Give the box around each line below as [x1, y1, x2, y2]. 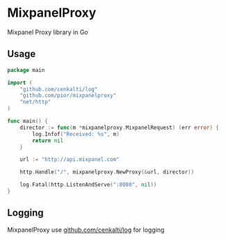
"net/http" [19, 99, 51, 106]
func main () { [7, 118, 49, 125]
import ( [7, 79, 33, 86]
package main [7, 66, 45, 74]
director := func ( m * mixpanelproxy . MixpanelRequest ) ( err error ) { [19, 124, 219, 131]
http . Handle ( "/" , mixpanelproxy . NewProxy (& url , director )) [19, 169, 195, 176]
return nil [32, 137, 64, 144]
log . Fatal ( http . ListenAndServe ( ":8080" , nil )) [19, 181, 157, 189]
